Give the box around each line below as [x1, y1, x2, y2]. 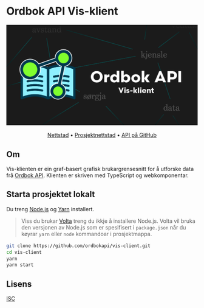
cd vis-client [6, 249, 42, 255]
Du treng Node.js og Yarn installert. [6, 205, 94, 212]
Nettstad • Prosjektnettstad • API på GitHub [47, 131, 157, 139]
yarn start [6, 262, 34, 268]
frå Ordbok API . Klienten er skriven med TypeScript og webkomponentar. [6, 172, 189, 179]
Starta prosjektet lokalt [6, 189, 95, 200]
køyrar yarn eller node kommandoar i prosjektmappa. [21, 230, 152, 237]
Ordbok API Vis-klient [6, 4, 118, 18]
